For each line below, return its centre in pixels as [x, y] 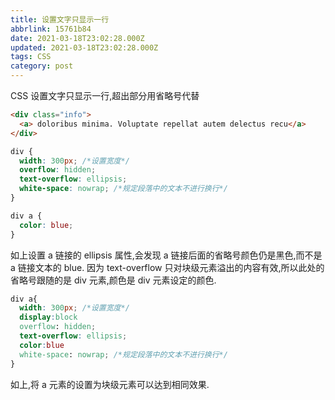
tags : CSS [31, 57]
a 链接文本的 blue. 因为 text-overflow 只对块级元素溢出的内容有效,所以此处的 [167, 267]
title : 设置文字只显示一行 [60, 19]
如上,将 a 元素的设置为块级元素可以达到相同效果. [110, 384]
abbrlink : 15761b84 [51, 29]
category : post [42, 66]
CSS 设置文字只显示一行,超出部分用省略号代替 [105, 95]
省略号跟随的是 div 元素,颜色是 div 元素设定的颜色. [113, 280]
